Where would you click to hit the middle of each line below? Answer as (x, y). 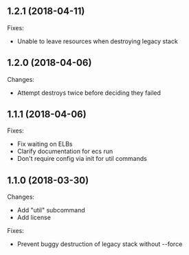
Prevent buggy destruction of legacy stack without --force (100, 244)
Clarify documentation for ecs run (65, 151)
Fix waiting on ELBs (45, 144)
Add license (34, 218)
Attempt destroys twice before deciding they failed (89, 93)
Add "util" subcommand (51, 210)
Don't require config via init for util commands (82, 159)
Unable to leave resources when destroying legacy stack (98, 41)
